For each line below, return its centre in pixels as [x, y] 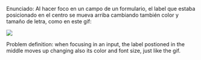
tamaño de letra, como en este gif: [49, 21]
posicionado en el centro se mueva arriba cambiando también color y [93, 15]
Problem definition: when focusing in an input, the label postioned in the [96, 44]
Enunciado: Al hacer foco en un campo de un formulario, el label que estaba [101, 9]
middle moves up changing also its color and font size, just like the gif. [94, 51]
